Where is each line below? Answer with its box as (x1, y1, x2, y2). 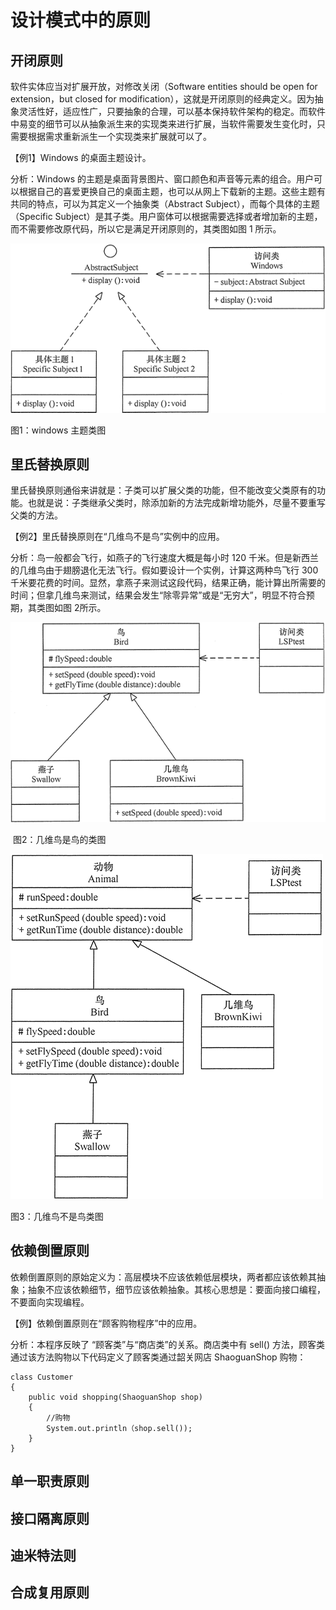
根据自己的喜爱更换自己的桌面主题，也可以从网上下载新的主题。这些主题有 (18, 186, 326, 197)
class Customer (10, 1372, 74, 1382)
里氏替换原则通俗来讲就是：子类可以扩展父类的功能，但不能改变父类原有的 (10, 484, 317, 496)
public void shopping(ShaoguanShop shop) (28, 1392, 203, 1402)
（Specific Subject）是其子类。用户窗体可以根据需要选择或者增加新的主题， (10, 211, 323, 222)
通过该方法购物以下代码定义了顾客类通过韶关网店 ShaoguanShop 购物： (10, 1351, 307, 1363)
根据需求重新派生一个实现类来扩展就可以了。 (27, 131, 212, 142)
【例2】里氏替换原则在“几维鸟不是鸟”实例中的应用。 (10, 531, 225, 543)
